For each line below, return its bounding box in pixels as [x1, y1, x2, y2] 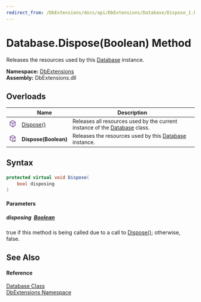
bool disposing [17, 180, 55, 187]
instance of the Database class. [72, 124, 150, 131]
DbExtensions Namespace [6, 289, 72, 296]
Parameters [6, 200, 36, 207]
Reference [6, 269, 33, 276]
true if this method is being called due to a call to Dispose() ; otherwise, [6, 228, 181, 236]
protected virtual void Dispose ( [6, 174, 90, 180]
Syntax [6, 158, 33, 168]
